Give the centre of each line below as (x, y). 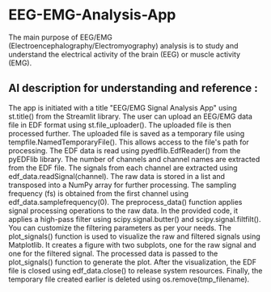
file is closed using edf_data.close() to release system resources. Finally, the (135, 270)
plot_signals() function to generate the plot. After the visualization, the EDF (133, 262)
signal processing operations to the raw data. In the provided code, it (123, 211)
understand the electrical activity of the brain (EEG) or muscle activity (125, 54)
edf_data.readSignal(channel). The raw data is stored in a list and (116, 176)
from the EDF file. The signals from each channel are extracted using (123, 168)
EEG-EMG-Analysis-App (92, 15)
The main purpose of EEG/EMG (61, 37)
